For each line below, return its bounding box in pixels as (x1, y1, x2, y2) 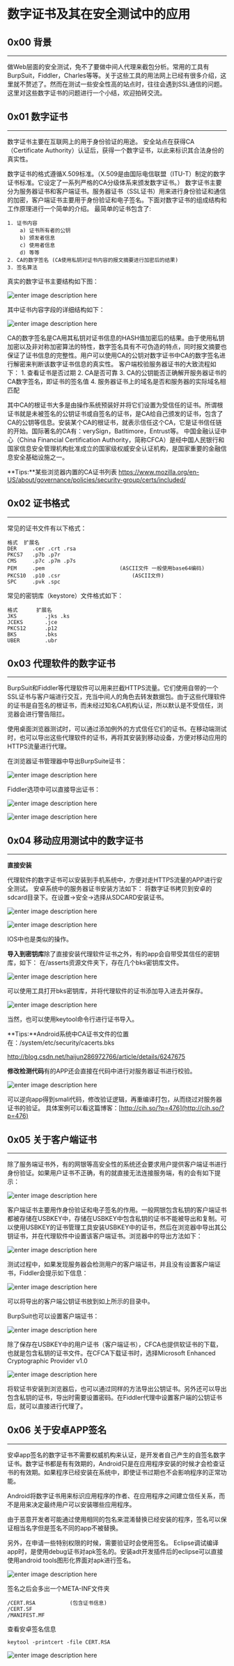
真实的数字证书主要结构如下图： (7, 277, 99, 286)
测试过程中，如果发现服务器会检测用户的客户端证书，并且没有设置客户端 (7, 1260, 214, 1268)
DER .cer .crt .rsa (7, 545, 77, 552)
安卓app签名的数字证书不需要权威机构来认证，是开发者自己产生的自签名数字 (7, 1450, 226, 1459)
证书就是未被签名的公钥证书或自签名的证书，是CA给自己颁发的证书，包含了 (7, 409, 224, 418)
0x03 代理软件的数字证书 (7, 657, 116, 669)
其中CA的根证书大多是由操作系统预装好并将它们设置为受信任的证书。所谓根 (7, 400, 224, 409)
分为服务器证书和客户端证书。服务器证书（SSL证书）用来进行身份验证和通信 (7, 187, 226, 195)
